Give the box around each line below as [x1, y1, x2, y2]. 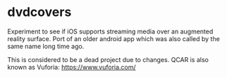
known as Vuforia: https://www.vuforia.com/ [7, 63, 136, 71]
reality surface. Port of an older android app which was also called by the [7, 34, 220, 42]
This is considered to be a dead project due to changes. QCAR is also [7, 55, 209, 63]
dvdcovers [7, 4, 72, 20]
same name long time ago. [7, 42, 85, 50]
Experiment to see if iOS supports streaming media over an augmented [7, 27, 214, 36]
